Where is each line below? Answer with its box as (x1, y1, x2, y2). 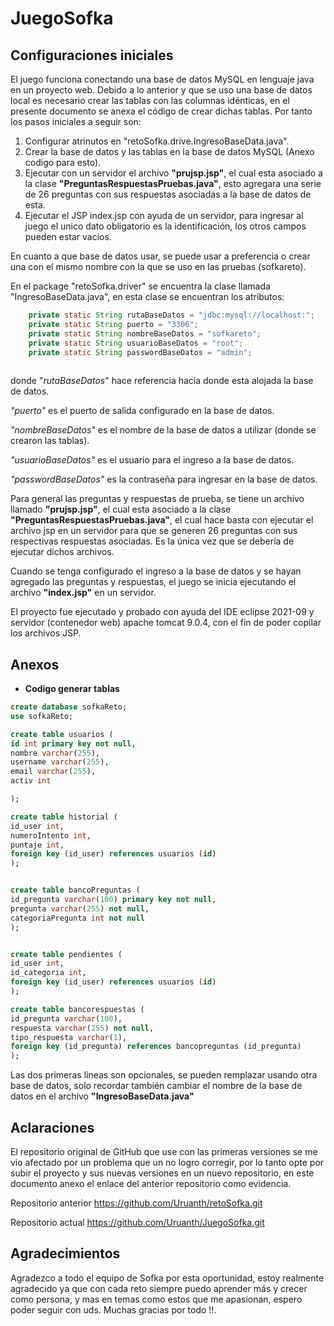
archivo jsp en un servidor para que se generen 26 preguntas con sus (10, 525, 298, 537)
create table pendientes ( (10, 949, 123, 959)
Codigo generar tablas (24, 683, 120, 695)
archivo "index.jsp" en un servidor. (10, 587, 157, 599)
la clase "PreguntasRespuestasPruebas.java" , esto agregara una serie (24, 178, 322, 189)
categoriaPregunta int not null (10, 913, 145, 923)
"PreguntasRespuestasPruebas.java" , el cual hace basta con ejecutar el (10, 514, 314, 526)
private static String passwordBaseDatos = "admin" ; (28, 347, 253, 357)
